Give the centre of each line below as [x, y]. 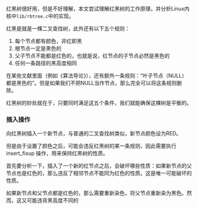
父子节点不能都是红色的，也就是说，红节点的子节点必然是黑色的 [92, 56]
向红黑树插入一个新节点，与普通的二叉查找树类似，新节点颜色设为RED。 [94, 134]
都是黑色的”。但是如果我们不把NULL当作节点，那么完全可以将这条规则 [91, 83]
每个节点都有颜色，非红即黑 [48, 41]
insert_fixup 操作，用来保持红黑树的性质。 [57, 153]
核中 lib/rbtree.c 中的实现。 [40, 16]
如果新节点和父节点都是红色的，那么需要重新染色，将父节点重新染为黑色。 [96, 193]
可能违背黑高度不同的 [52, 200]
